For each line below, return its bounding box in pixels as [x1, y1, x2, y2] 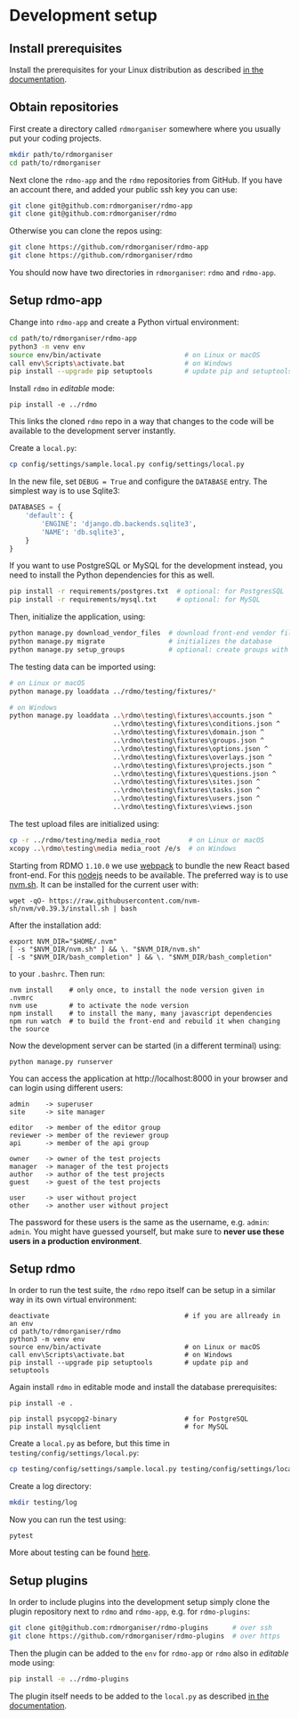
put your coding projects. [9, 133, 102, 143]
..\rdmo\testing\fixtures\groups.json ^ [112, 736, 265, 745]
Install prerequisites [9, 41, 123, 56]
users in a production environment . [9, 1235, 142, 1246]
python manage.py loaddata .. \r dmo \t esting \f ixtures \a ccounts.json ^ [9, 711, 273, 720]
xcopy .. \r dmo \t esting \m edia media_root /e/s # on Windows [9, 844, 238, 853]
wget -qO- [9, 896, 46, 905]
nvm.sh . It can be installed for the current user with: [9, 879, 199, 889]
